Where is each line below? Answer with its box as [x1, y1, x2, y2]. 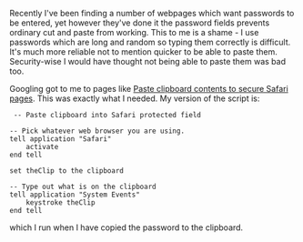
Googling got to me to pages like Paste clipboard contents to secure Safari [9, 84, 288, 94]
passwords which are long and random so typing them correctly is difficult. [9, 36, 291, 47]
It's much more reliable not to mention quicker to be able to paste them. [9, 46, 278, 57]
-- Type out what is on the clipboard [9, 182, 157, 191]
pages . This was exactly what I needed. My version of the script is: [9, 93, 260, 104]
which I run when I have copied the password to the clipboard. [9, 222, 244, 233]
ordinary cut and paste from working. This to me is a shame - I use [9, 27, 259, 37]
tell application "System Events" [9, 190, 141, 199]
